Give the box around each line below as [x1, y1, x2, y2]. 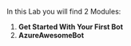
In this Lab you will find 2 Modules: [6, 7, 121, 16]
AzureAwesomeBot [18, 31, 85, 40]
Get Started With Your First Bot [18, 22, 124, 31]
